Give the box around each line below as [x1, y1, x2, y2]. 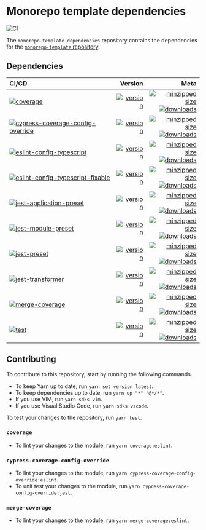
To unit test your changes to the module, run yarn [15, 483, 140, 490]
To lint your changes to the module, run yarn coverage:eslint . [15, 441, 173, 449]
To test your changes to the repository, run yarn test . [6, 414, 142, 421]
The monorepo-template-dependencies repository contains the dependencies [6, 36, 198, 44]
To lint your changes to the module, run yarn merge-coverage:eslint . [15, 516, 189, 524]
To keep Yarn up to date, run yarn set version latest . [15, 382, 154, 390]
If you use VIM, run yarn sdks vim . [15, 395, 102, 403]
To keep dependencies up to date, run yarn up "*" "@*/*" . [15, 389, 164, 396]
